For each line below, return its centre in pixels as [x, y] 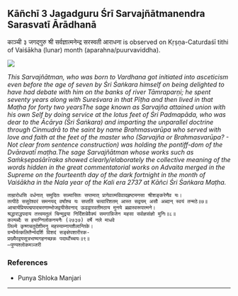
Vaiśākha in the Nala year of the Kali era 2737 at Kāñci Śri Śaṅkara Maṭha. [117, 182]
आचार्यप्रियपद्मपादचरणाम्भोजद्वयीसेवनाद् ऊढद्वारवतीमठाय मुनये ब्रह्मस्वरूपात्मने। [81, 207]
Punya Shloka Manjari [49, 278]
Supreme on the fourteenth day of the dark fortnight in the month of [107, 174]
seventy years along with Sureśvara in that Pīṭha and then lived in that [110, 99]
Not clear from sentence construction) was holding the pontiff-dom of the [115, 144]
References [28, 262]
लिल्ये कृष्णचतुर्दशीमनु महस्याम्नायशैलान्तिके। [50, 226]
